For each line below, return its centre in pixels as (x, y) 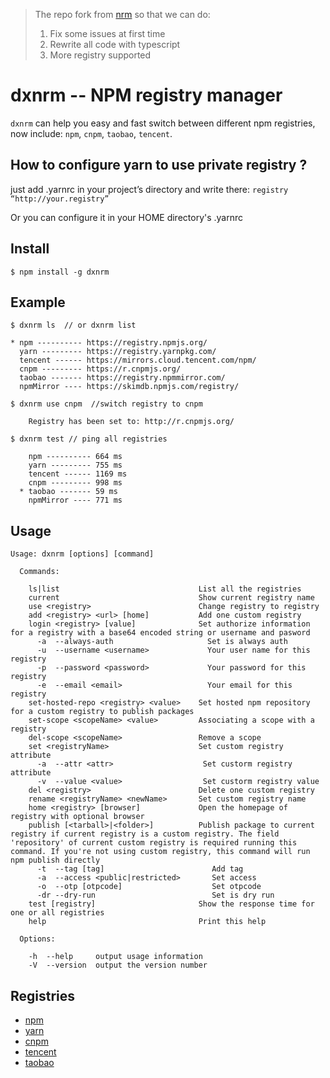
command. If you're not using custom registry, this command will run (160, 852)
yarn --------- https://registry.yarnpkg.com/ (118, 352)
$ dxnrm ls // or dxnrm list (73, 325)
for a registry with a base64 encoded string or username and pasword (160, 633)
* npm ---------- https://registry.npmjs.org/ (109, 343)
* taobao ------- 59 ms (68, 492)
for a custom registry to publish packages (102, 712)
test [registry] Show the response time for (171, 904)
